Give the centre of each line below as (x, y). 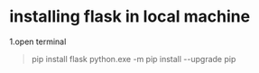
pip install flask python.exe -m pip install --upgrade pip (134, 59)
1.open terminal (38, 41)
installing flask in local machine (130, 17)
